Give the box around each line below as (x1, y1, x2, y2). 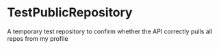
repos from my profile (7, 34, 68, 42)
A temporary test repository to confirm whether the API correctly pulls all (7, 27, 213, 35)
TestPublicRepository (7, 5, 133, 20)
